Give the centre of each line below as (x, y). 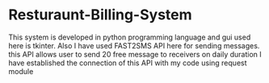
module (21, 71)
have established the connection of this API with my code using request (128, 63)
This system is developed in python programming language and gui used (130, 37)
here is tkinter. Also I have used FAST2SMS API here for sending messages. (134, 45)
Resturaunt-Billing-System (100, 15)
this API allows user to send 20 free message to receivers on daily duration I (135, 54)
